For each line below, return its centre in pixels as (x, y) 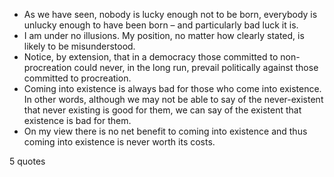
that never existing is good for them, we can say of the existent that (162, 110)
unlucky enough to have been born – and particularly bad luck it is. (161, 25)
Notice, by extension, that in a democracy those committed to (151, 57)
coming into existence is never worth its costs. (119, 142)
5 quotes (27, 161)
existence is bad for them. (77, 120)
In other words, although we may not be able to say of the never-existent (173, 99)
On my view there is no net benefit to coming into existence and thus (165, 131)
